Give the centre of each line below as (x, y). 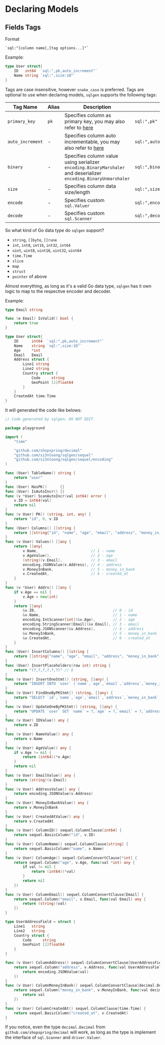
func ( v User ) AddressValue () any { (42, 789)
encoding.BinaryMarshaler (95, 168)
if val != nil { (39, 867)
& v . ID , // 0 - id (78, 610)
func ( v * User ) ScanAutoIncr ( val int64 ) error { (56, 496)
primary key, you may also (95, 121)
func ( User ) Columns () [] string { (41, 528)
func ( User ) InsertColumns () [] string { (47, 652)
